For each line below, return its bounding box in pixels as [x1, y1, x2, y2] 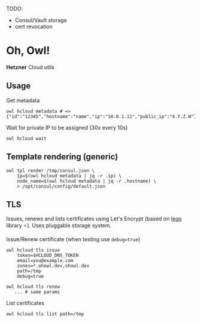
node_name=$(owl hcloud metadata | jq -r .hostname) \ [17, 178, 157, 184]
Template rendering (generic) [6, 152, 118, 162]
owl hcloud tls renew [6, 284, 60, 290]
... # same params [14, 289, 60, 295]
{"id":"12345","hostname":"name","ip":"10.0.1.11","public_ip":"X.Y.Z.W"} [6, 113, 197, 119]
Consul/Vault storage [14, 17, 68, 23]
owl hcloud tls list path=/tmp [6, 311, 84, 317]
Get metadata [6, 97, 40, 104]
